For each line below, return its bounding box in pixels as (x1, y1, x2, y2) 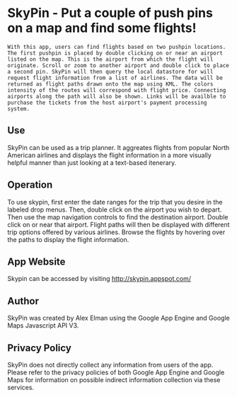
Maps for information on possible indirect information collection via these (7, 376, 221, 384)
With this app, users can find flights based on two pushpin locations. (7, 43, 226, 50)
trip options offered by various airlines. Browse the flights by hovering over (7, 228, 226, 236)
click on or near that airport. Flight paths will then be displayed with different (7, 220, 230, 229)
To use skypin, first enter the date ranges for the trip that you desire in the (7, 197, 223, 206)
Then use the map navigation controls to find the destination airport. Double (7, 212, 229, 221)
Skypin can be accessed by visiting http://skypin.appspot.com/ (7, 275, 191, 283)
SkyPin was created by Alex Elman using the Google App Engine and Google (7, 313, 230, 323)
